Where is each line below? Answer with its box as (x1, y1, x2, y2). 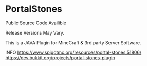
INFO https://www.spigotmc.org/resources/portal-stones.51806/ (5, 49, 142, 55)
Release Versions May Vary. (5, 29, 64, 36)
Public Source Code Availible (5, 20, 67, 26)
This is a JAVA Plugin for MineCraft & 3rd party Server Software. (5, 39, 141, 46)
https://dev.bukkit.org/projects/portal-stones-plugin (5, 54, 115, 61)
